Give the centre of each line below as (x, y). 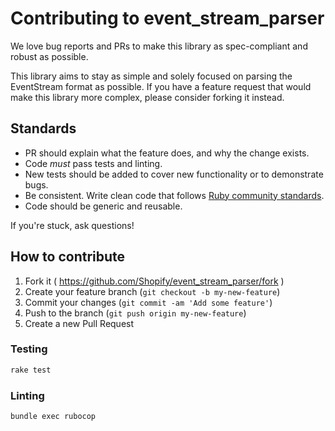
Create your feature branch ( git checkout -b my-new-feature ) (152, 291)
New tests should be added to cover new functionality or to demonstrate (174, 174)
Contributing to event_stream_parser (167, 18)
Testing (29, 349)
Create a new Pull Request (79, 323)
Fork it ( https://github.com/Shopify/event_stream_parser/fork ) (154, 281)
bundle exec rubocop (53, 417)
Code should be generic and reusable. (103, 206)
